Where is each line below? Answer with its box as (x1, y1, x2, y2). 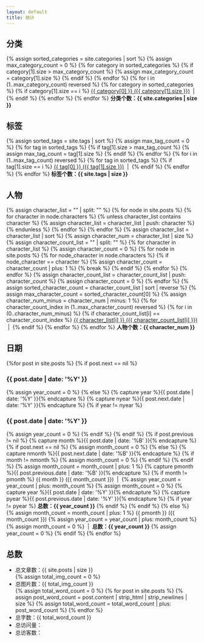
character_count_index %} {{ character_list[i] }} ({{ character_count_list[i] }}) (6, 316, 198, 323)
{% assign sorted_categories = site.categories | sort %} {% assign (6, 55, 172, 63)
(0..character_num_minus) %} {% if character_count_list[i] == (6, 310, 160, 317)
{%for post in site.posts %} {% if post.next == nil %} (6, 360, 138, 367)
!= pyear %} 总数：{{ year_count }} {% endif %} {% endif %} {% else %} (6, 503, 189, 510)
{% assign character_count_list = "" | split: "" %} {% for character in (6, 239, 176, 246)
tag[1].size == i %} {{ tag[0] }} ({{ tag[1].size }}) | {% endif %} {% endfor (6, 163, 190, 170)
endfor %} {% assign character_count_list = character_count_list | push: (6, 271, 186, 278)
